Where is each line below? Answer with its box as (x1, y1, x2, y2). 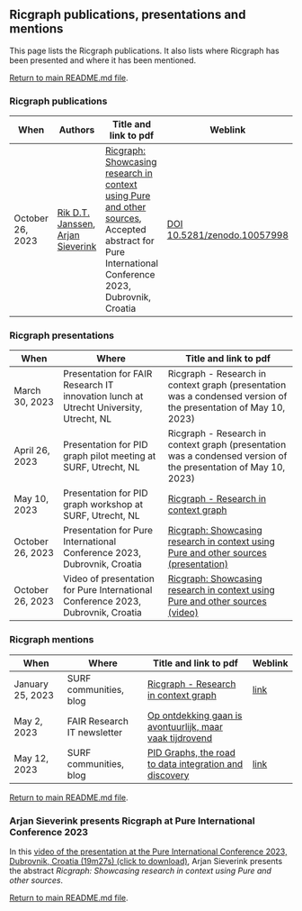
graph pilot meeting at (62, 450, 156, 462)
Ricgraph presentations (9, 329, 115, 342)
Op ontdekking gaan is (147, 709, 243, 722)
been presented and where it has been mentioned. (9, 54, 197, 66)
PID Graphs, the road (147, 746, 236, 759)
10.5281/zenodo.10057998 (166, 229, 289, 241)
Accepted (104, 223, 147, 236)
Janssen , (57, 218, 96, 231)
